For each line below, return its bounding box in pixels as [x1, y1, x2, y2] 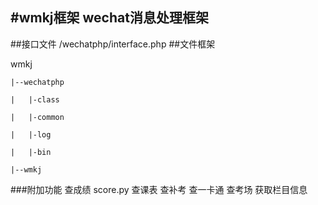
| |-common [10, 112, 65, 122]
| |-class [10, 94, 60, 105]
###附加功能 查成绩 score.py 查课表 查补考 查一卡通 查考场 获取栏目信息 [10, 183, 308, 195]
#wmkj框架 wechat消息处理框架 [10, 9, 209, 27]
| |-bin [10, 147, 52, 157]
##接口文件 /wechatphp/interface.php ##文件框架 [10, 38, 216, 50]
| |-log [10, 129, 52, 140]
